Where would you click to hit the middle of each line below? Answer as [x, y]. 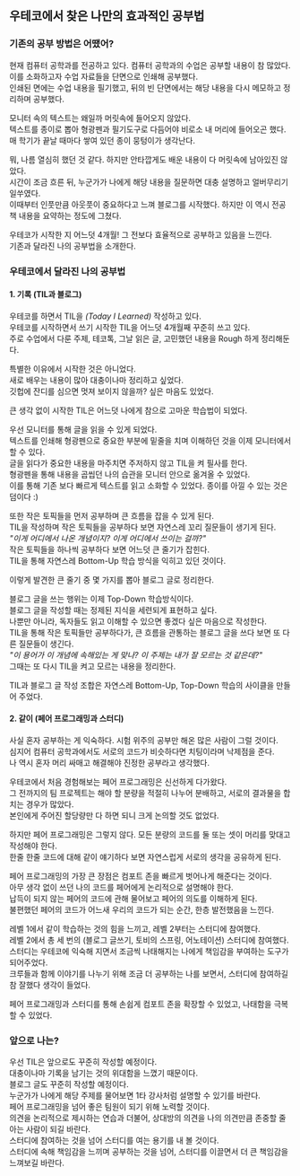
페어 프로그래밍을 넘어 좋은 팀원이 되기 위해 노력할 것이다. [110, 1107]
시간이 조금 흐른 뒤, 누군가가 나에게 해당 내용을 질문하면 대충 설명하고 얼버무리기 [149, 181]
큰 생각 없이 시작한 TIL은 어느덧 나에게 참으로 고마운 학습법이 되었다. [129, 410]
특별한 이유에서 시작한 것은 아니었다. [73, 369]
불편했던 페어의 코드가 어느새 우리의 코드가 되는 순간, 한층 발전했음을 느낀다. [142, 910]
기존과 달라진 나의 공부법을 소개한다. [73, 246]
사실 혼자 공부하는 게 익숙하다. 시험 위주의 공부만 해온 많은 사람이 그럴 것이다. [144, 741]
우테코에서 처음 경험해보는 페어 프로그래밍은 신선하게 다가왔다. [118, 782]
